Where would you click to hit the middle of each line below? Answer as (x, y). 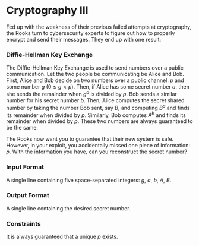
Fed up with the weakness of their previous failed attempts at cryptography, (99, 27)
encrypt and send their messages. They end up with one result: (84, 39)
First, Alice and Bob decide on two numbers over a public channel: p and (95, 80)
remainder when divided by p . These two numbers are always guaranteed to (99, 121)
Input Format (25, 167)
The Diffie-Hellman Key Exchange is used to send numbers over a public (95, 68)
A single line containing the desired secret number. (68, 208)
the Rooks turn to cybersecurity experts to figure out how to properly (91, 33)
